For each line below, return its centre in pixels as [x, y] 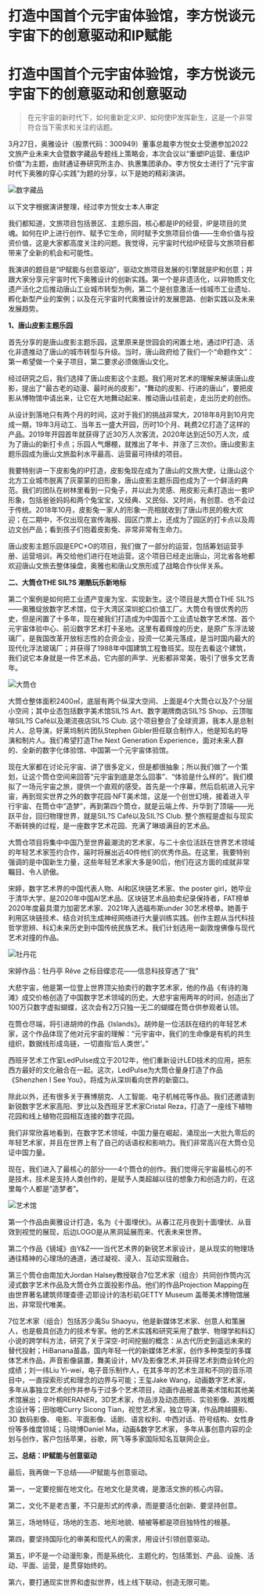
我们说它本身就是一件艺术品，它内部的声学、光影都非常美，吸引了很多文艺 [128, 658]
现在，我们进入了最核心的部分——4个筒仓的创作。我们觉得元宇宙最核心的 [127, 1169]
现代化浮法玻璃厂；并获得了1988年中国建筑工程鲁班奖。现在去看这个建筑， [129, 648]
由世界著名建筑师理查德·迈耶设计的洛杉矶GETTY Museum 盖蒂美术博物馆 [126, 1295]
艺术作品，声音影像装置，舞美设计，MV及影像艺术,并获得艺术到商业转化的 [134, 1361]
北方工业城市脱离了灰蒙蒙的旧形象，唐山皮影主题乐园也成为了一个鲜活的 [124, 480]
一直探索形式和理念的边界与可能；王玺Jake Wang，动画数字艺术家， [139, 1380]
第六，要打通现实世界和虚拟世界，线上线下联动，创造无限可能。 [111, 1582]
